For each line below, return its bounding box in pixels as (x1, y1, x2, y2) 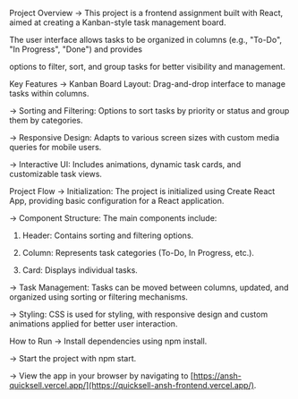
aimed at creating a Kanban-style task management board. (9, 17, 226, 28)
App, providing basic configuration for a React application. (9, 196, 225, 206)
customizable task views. (9, 169, 103, 179)
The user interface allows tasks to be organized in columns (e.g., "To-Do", (9, 35, 283, 45)
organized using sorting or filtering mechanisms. (9, 292, 188, 302)
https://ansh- (192, 370, 242, 381)
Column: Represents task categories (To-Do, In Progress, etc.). (21, 248, 255, 258)
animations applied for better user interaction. (9, 318, 178, 329)
